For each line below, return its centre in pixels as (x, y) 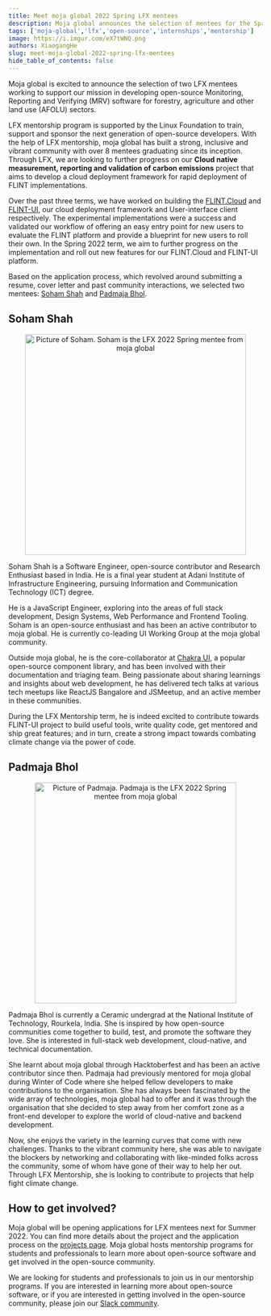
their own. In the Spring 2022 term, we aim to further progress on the (123, 244)
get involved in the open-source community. (82, 1262)
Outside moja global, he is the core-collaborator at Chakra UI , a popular (127, 658)
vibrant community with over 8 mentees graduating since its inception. (125, 151)
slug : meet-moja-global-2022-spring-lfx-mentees (92, 53)
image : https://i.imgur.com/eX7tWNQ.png (77, 38)
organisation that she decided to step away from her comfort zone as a (126, 1107)
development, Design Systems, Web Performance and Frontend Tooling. (128, 616)
